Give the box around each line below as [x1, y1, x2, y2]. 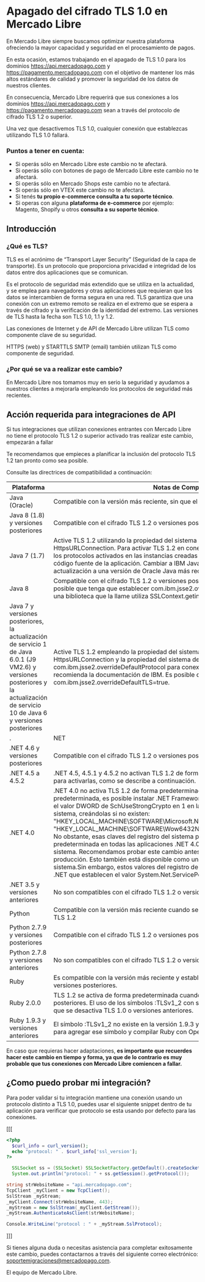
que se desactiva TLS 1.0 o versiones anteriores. [53, 1006, 194, 1015]
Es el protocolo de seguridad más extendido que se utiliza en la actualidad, [6, 280, 195, 288]
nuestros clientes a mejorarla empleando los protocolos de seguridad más [6, 385, 193, 393]
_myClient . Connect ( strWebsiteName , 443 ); [6, 1198, 113, 1205]
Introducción [6, 223, 57, 234]
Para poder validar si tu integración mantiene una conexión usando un [6, 1094, 183, 1101]
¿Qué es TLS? [6, 242, 48, 250]
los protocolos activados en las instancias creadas [53, 551, 198, 560]
